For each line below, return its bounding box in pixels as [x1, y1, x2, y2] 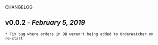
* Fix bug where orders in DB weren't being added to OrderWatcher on [5, 32, 154, 37]
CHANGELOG [5, 4, 33, 10]
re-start [5, 36, 23, 41]
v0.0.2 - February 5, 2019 [5, 18, 85, 27]
